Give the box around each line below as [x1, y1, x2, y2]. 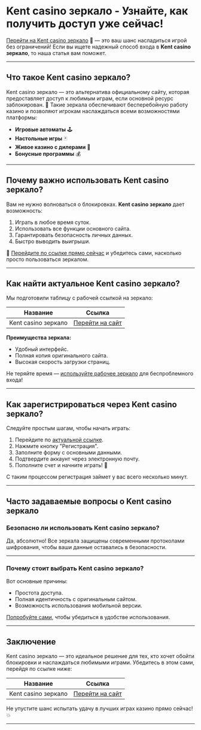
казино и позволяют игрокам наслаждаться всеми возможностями [6, 107, 180, 114]
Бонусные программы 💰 [14, 150, 81, 157]
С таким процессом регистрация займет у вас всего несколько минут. [6, 473, 188, 480]
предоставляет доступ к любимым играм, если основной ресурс [6, 95, 173, 102]
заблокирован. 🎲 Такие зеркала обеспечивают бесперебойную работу [6, 101, 188, 108]
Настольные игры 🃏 [14, 135, 68, 142]
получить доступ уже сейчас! [6, 17, 163, 31]
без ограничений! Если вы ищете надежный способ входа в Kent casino [6, 43, 191, 50]
